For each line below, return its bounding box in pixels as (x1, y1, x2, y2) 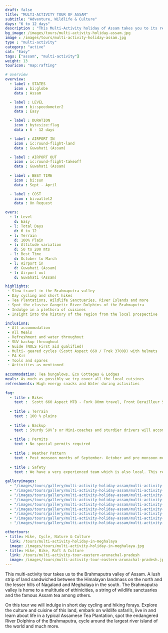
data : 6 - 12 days (14, 127, 55, 132)
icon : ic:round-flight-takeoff (14, 159, 81, 164)
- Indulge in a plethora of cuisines (7, 307, 86, 312)
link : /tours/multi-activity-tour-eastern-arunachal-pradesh (9, 553, 140, 558)
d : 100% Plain (14, 238, 43, 243)
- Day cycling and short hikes (7, 293, 72, 298)
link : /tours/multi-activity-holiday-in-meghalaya (9, 539, 117, 544)
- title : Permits (9, 437, 48, 442)
